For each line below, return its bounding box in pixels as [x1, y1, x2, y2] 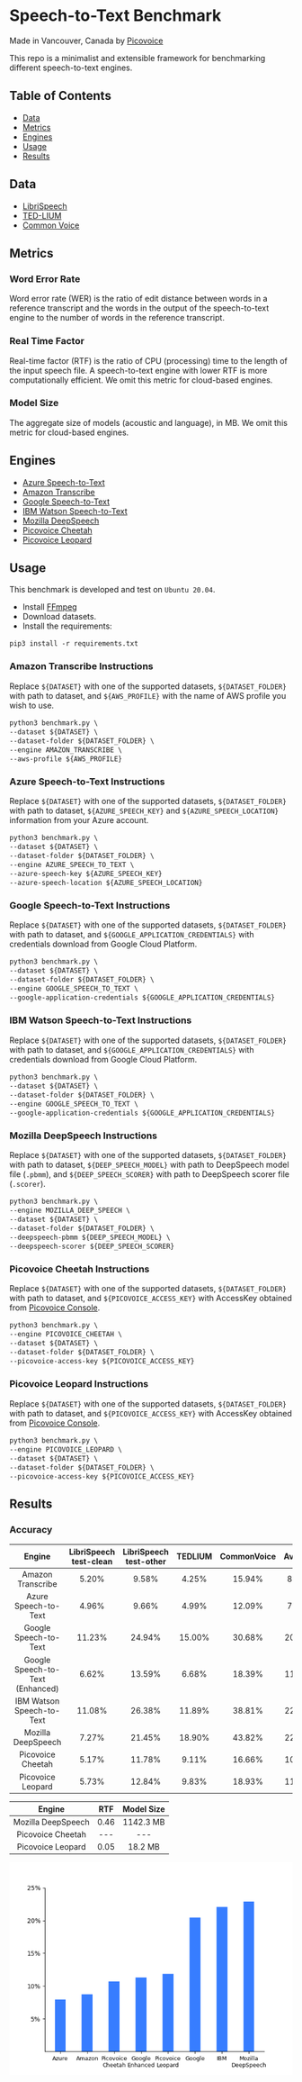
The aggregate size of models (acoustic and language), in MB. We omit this [9, 417, 288, 428]
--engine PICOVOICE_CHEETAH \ [9, 1330, 123, 1339]
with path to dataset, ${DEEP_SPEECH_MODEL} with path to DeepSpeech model [9, 1159, 289, 1170]
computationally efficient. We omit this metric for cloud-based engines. [9, 375, 273, 385]
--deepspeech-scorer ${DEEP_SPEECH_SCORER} [9, 1242, 175, 1251]
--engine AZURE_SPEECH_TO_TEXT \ [9, 861, 135, 870]
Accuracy [9, 1523, 53, 1535]
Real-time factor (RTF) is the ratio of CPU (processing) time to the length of [9, 355, 288, 366]
